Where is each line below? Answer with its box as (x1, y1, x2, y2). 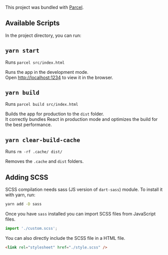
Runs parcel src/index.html (5, 59, 65, 65)
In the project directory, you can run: (5, 32, 81, 38)
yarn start (5, 47, 39, 55)
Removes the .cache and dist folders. (5, 158, 84, 164)
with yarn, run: (5, 192, 35, 198)
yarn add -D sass (5, 202, 42, 207)
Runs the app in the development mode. (5, 69, 89, 75)
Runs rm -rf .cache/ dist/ (5, 149, 63, 155)
